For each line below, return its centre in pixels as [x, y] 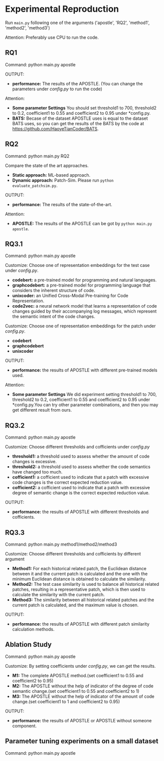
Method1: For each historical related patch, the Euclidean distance [79, 568]
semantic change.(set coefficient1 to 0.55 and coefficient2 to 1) [76, 691]
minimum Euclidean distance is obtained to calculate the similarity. [79, 579]
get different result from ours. [42, 410]
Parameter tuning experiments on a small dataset [82, 741]
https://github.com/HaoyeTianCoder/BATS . [55, 129]
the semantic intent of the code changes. [54, 316]
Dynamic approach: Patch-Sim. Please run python [63, 180]
